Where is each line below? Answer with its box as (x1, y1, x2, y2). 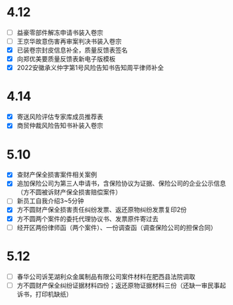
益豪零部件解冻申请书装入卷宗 (16, 28, 103, 36)
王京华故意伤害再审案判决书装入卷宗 (16, 37, 122, 46)
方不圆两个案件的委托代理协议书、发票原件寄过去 (16, 215, 159, 223)
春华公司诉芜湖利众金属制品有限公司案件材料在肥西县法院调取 (16, 272, 196, 280)
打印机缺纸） (35, 290, 73, 298)
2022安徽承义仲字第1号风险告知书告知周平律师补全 (16, 64, 164, 72)
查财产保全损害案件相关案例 (16, 170, 98, 179)
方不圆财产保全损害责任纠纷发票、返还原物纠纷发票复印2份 (16, 205, 187, 214)
